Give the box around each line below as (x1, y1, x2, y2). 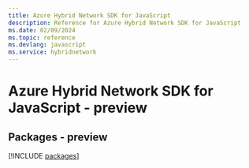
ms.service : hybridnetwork (8, 48, 97, 56)
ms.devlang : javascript (8, 41, 87, 49)
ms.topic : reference (8, 33, 76, 42)
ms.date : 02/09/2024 (8, 26, 76, 34)
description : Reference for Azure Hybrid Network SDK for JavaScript (8, 19, 242, 27)
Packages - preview (8, 130, 108, 144)
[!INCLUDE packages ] (8, 151, 80, 160)
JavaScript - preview (8, 99, 148, 117)
